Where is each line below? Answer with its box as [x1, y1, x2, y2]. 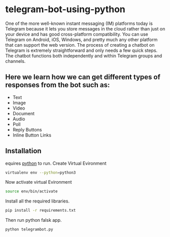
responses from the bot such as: [5, 81, 110, 89]
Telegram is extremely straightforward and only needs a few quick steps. [5, 47, 158, 53]
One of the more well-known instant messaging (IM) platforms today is [5, 20, 153, 26]
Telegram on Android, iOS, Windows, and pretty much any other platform [5, 37, 158, 43]
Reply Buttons [12, 126, 42, 132]
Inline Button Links [12, 132, 52, 138]
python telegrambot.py [5, 227, 53, 232]
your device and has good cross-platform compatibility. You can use [5, 31, 148, 37]
